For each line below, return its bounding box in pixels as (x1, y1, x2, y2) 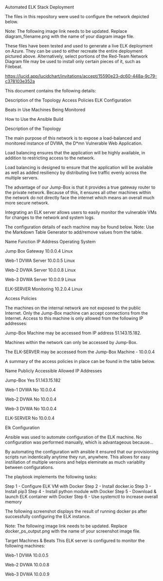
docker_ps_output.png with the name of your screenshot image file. (5, 528, 141, 534)
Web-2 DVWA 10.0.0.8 (5, 562, 50, 567)
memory (5, 499, 22, 505)
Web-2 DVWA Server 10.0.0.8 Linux (5, 267, 76, 273)
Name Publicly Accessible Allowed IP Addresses (5, 368, 102, 373)
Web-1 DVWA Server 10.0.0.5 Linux (5, 258, 75, 263)
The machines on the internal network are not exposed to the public (5, 305, 141, 311)
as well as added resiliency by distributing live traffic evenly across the (5, 170, 147, 175)
